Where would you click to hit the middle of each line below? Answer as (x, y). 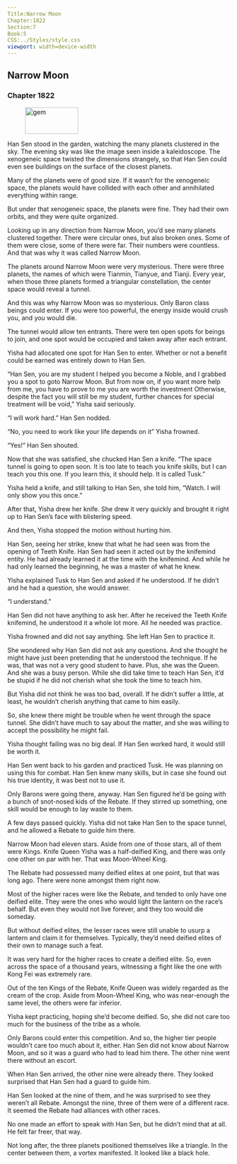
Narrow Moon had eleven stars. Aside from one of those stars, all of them (114, 844)
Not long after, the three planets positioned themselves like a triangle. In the (117, 1145)
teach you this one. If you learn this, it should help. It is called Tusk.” (106, 474)
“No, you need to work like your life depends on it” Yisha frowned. (104, 431)
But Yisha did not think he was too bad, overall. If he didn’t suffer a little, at (116, 694)
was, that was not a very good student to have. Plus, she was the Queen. (114, 665)
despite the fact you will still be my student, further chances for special (111, 396)
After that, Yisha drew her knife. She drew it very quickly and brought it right (118, 509)
